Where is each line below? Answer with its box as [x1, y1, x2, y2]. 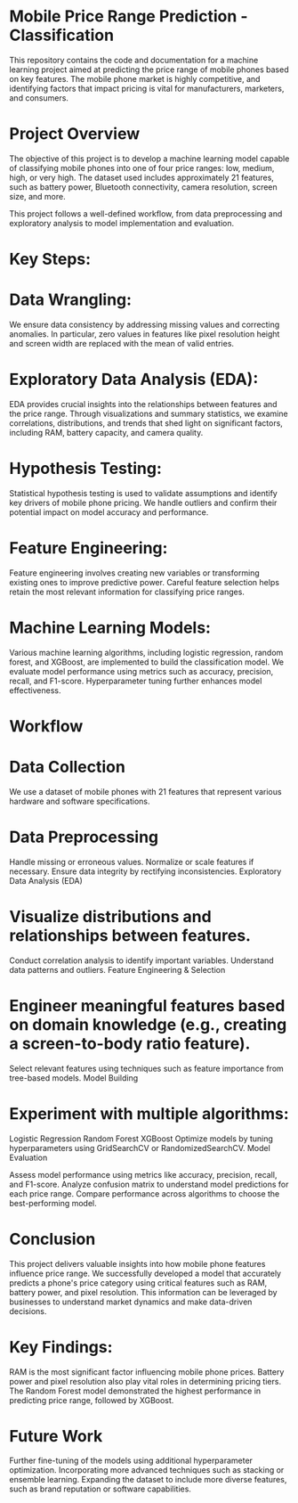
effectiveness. [9, 684, 61, 696]
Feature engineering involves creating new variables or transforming [9, 568, 260, 578]
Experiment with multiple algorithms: [9, 1103, 289, 1123]
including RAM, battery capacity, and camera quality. [9, 427, 204, 437]
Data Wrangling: [9, 290, 132, 310]
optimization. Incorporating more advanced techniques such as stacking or [9, 1465, 285, 1475]
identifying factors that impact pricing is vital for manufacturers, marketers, [9, 83, 285, 94]
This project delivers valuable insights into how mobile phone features [9, 1258, 266, 1269]
